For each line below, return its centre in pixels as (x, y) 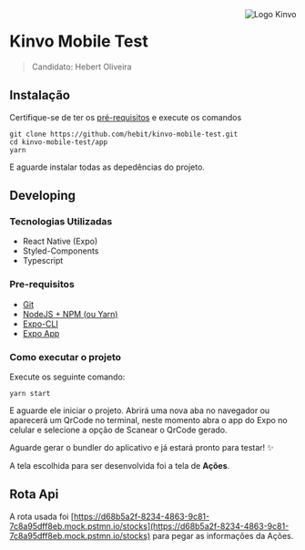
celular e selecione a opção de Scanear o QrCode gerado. (118, 430)
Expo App (41, 333)
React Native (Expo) (60, 242)
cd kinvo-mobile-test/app (58, 142)
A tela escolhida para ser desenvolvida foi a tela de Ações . (120, 466)
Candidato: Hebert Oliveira (81, 67)
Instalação (40, 95)
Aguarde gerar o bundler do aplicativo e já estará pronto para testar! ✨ (142, 448)
